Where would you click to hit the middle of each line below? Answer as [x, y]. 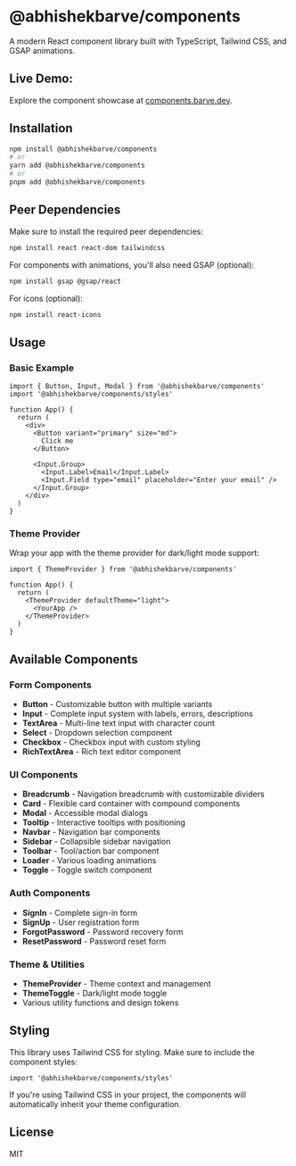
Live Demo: [41, 79]
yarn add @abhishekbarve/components [77, 166]
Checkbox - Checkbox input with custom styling [111, 742]
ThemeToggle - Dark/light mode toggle [95, 993]
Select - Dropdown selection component [97, 733]
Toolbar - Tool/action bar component [90, 851]
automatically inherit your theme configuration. [95, 1104]
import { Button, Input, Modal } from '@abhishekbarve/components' [137, 387]
